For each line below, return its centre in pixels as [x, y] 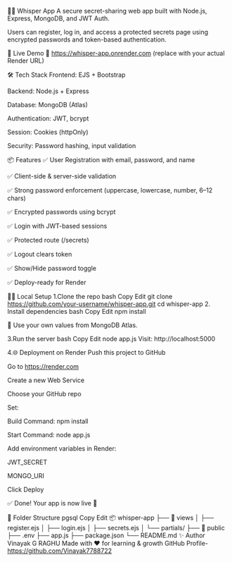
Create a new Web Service [46, 380]
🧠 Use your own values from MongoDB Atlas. [73, 325]
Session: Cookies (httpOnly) [48, 132]
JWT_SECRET [27, 462]
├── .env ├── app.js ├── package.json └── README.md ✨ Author [106, 535]
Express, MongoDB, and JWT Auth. [59, 18]
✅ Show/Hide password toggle [52, 268]
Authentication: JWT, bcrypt [48, 118]
